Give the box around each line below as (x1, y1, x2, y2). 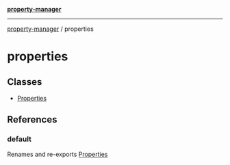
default (7, 134, 32, 144)
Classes (7, 76, 42, 88)
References (7, 114, 57, 125)
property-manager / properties (7, 25, 94, 33)
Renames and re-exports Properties (7, 150, 108, 158)
